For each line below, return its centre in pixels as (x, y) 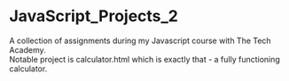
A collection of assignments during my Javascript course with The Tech (141, 40)
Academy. (27, 49)
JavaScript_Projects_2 (94, 16)
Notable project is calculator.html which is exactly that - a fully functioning (145, 59)
